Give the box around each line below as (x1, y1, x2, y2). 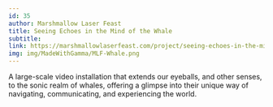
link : (8, 42, 27, 50)
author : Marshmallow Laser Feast (8, 19, 122, 28)
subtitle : (8, 34, 42, 43)
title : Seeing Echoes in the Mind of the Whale (8, 27, 173, 35)
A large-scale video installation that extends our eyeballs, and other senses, (8, 72, 262, 81)
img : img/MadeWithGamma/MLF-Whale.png (8, 49, 140, 58)
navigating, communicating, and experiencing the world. (8, 89, 197, 98)
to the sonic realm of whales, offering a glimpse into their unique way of (8, 80, 249, 90)
